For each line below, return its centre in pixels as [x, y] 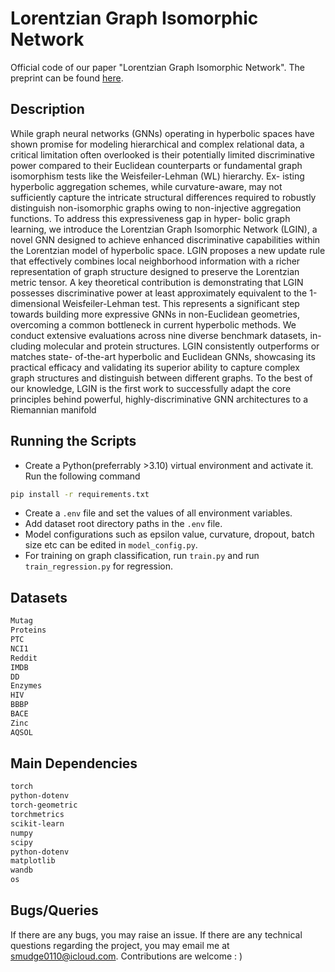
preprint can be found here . [67, 78]
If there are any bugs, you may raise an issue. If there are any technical [156, 934]
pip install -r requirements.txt [80, 494]
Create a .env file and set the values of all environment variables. [158, 513]
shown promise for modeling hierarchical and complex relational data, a [157, 144]
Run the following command [82, 476]
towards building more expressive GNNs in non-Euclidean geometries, [155, 314]
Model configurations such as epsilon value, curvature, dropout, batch [169, 534]
